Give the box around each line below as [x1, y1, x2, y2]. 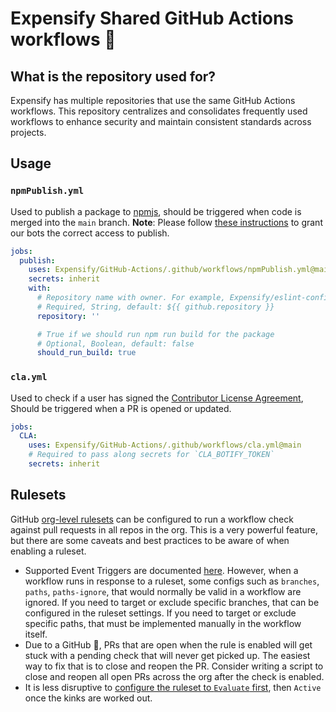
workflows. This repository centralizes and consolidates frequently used [10, 105, 308, 117]
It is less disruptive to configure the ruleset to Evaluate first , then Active [24, 681, 322, 693]
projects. [10, 127, 47, 138]
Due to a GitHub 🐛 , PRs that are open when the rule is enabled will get [24, 638, 313, 651]
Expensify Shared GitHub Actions [10, 7, 295, 30]
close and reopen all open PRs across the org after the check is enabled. [24, 670, 325, 682]
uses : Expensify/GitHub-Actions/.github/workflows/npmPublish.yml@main [28, 265, 333, 275]
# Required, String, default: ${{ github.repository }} [36, 302, 275, 312]
